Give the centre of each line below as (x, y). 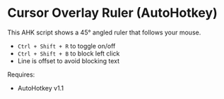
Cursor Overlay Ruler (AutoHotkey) (112, 13)
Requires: (21, 74)
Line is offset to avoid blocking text (69, 60)
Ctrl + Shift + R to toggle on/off (66, 46)
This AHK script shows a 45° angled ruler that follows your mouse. (104, 32)
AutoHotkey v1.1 (41, 88)
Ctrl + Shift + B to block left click (69, 53)
